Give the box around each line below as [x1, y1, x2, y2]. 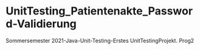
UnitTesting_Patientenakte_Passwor [5, 4, 193, 18]
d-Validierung [5, 17, 77, 31]
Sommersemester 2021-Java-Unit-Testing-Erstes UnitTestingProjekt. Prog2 [5, 37, 195, 44]
